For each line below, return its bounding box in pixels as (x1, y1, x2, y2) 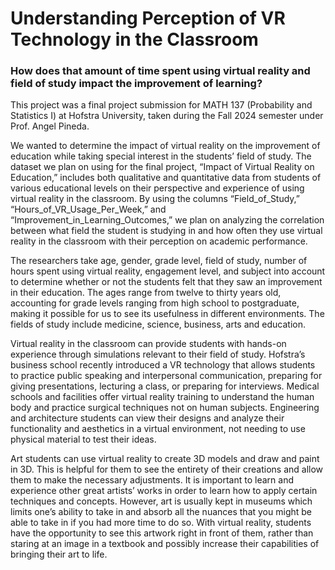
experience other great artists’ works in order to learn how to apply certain (10, 485, 318, 497)
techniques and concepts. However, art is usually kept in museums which (10, 495, 313, 507)
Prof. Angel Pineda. (10, 120, 90, 132)
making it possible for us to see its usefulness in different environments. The (10, 308, 325, 320)
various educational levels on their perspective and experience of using (10, 182, 305, 194)
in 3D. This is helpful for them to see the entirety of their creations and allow (10, 463, 324, 476)
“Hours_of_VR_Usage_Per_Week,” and (10, 203, 167, 216)
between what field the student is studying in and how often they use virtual (10, 225, 323, 237)
